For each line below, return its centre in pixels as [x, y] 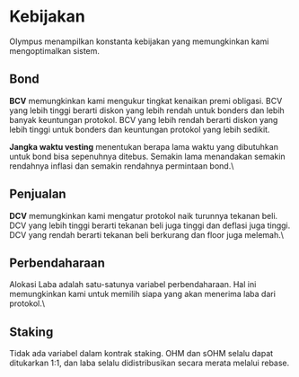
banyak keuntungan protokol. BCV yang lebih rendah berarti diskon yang [144, 119]
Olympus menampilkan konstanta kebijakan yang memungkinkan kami [139, 41]
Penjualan [38, 194]
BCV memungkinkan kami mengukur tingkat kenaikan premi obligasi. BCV [146, 101]
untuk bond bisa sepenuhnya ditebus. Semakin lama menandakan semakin [147, 156]
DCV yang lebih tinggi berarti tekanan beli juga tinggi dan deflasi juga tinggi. [150, 225]
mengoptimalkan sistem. [55, 50]
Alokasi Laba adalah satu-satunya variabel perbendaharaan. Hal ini [133, 285]
